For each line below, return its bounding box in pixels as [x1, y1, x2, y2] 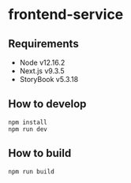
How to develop [8, 97, 87, 111]
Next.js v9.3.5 [19, 66, 65, 76]
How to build [8, 147, 72, 160]
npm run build [8, 167, 55, 175]
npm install [8, 118, 47, 126]
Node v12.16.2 [19, 58, 65, 67]
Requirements [8, 37, 79, 50]
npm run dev [8, 125, 47, 133]
